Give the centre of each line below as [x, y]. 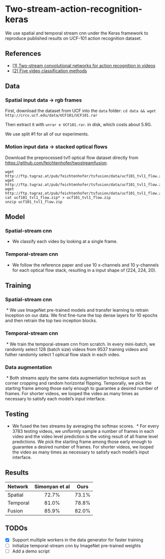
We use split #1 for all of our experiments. [47, 134]
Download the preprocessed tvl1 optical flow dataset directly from [72, 158]
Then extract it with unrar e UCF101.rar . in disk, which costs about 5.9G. [79, 125]
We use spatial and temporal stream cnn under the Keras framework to [77, 33]
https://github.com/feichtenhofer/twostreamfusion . [56, 162]
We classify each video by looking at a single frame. [65, 241]
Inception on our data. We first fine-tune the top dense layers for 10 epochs [82, 316]
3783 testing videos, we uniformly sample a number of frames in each [83, 431]
